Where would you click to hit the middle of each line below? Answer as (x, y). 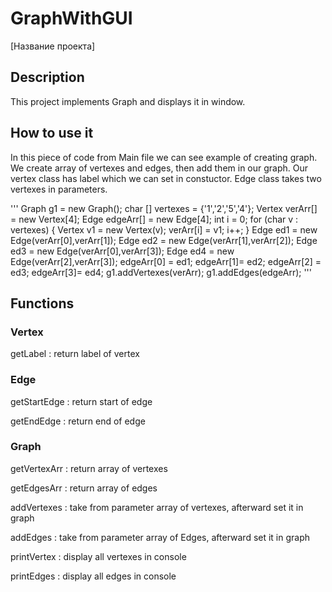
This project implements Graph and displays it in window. (128, 101)
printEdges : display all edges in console (93, 576)
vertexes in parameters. (59, 189)
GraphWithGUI (71, 18)
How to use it (52, 133)
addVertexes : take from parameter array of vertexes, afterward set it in (157, 507)
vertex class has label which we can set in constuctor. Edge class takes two (166, 178)
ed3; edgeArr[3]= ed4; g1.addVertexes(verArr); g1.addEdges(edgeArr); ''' (161, 272)
